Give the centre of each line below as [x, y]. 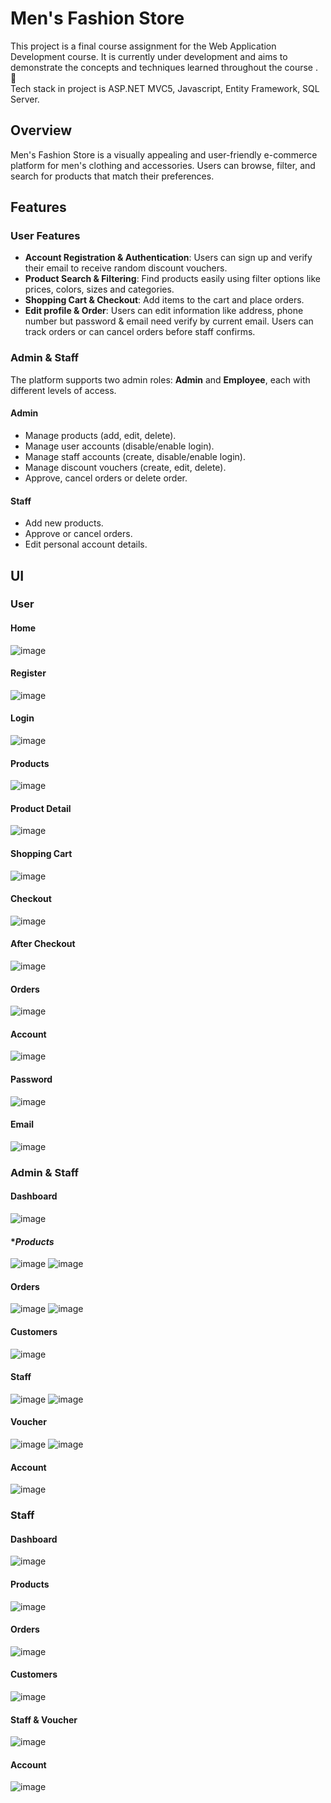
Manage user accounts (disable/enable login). [119, 446]
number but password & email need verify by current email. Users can [169, 321]
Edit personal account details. [86, 544]
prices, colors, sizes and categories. [99, 289]
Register [28, 673]
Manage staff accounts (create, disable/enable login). [135, 456]
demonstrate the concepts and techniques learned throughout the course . [164, 67]
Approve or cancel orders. [78, 534]
